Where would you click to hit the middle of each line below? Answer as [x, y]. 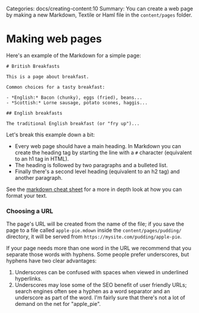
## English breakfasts [34, 113]
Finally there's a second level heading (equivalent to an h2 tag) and [97, 171]
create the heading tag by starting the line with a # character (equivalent [103, 152]
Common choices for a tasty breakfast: [56, 87]
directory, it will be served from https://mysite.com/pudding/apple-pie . [94, 237]
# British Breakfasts [33, 66]
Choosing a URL [30, 211]
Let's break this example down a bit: [51, 134]
